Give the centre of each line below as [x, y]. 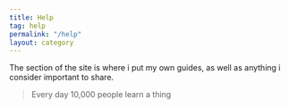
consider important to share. [62, 78]
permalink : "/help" [46, 34]
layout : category [42, 42]
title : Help [31, 17]
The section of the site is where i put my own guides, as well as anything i [145, 68]
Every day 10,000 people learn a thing [101, 95]
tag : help [28, 26]
